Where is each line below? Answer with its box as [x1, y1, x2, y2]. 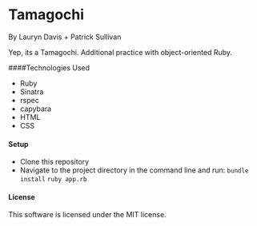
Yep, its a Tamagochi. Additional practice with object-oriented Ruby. [8, 47, 233, 57]
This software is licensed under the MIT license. [8, 210, 167, 220]
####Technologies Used [8, 62, 90, 73]
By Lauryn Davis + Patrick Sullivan [8, 32, 122, 42]
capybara [19, 104, 52, 113]
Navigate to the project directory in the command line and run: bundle [19, 165, 250, 175]
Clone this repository [19, 157, 90, 167]
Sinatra [19, 86, 44, 97]
